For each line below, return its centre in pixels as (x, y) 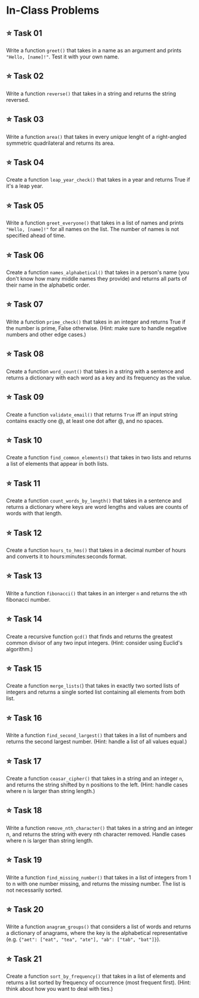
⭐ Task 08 (25, 354)
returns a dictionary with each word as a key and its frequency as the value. (99, 377)
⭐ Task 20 (25, 910)
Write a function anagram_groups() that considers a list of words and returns (99, 927)
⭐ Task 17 (24, 761)
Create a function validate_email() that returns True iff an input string (92, 414)
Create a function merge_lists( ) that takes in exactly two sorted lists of (93, 686)
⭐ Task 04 (25, 162)
